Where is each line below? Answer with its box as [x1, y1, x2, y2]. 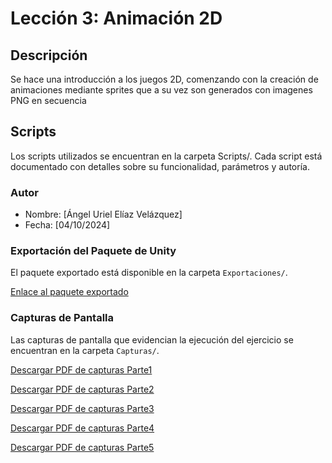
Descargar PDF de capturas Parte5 [10, 441, 155, 453]
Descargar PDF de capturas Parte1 [10, 363, 153, 376]
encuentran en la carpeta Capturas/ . [10, 344, 160, 356]
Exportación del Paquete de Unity [10, 244, 177, 258]
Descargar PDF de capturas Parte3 [10, 402, 155, 414]
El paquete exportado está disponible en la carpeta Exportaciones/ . [10, 267, 288, 279]
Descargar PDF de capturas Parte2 [10, 383, 155, 395]
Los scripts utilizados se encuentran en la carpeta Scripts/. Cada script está [10, 150, 323, 162]
